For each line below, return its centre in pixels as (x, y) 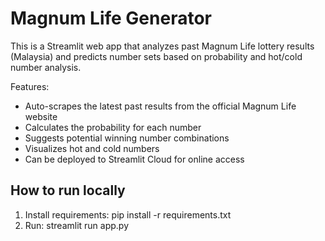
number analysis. (46, 67)
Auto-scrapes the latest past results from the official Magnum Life (160, 106)
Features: (30, 86)
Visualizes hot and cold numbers (92, 148)
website (41, 116)
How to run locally (68, 190)
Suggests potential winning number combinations (127, 138)
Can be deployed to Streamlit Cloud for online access (134, 159)
